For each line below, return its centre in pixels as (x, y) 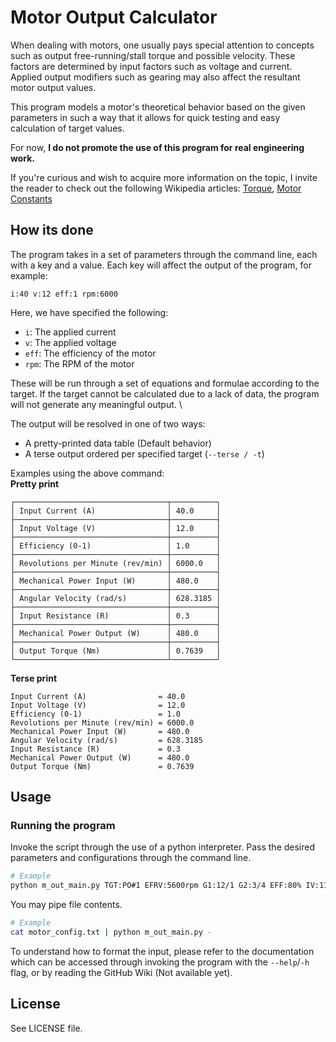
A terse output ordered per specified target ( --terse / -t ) (144, 453)
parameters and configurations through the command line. (131, 858)
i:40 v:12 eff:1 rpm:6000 (64, 294)
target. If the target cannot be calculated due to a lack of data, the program (165, 393)
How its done (52, 230)
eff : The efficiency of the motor (90, 353)
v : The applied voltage (70, 342)
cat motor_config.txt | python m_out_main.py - (111, 932)
